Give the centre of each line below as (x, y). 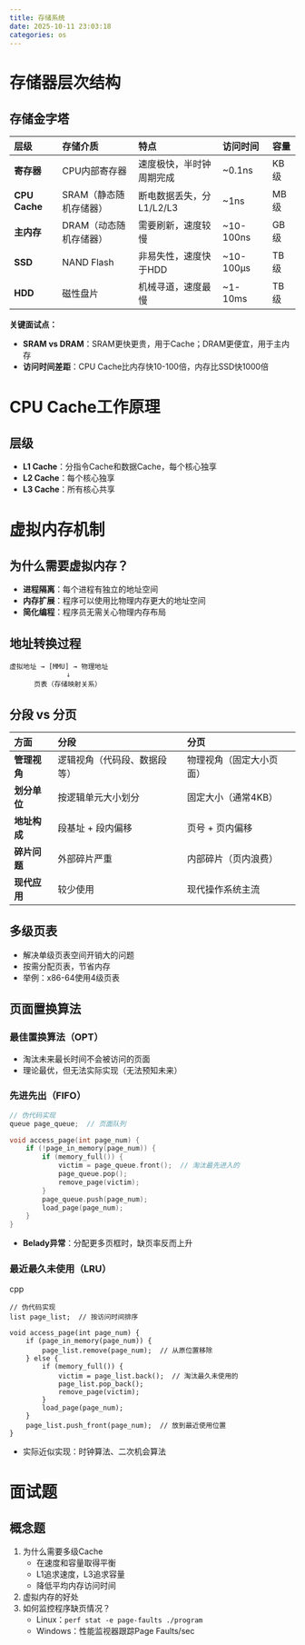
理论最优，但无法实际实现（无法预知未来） (102, 1070)
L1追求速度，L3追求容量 (80, 1574)
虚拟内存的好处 (50, 1597)
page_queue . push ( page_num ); (95, 1199)
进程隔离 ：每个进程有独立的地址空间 (90, 589)
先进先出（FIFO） (48, 1096)
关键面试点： (33, 324)
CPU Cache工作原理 (85, 407)
